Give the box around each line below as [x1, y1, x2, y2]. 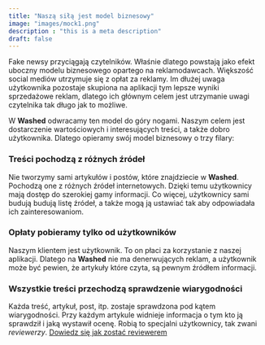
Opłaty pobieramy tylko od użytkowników [8, 227, 176, 238]
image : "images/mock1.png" [8, 20, 100, 28]
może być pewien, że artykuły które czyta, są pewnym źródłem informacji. [8, 262, 258, 273]
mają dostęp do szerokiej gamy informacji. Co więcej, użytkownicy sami [8, 189, 250, 199]
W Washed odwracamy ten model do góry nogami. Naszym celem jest [8, 116, 245, 126]
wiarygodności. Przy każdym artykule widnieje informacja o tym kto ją [8, 310, 244, 320]
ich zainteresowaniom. [8, 207, 84, 216]
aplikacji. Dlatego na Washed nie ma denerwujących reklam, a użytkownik [8, 254, 258, 264]
